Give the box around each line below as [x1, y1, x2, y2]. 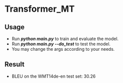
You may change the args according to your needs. [11, 46, 115, 52]
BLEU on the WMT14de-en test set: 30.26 [11, 73, 96, 79]
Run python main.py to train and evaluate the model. [11, 36, 119, 41]
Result [4, 60, 25, 69]
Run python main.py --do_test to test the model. [11, 41, 111, 47]
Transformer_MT [4, 3, 75, 15]
